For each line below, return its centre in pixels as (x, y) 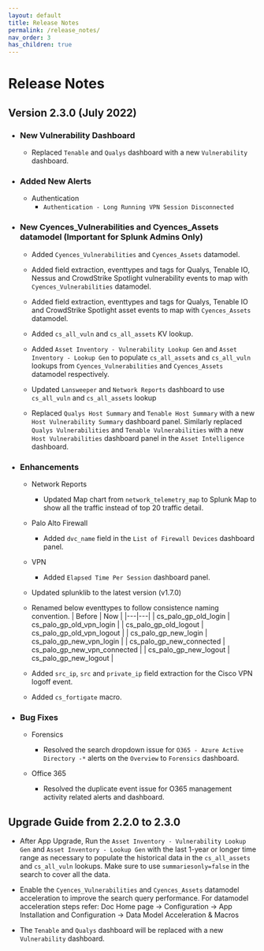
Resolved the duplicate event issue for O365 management (138, 789)
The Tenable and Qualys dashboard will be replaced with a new (121, 930)
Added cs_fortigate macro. (76, 697)
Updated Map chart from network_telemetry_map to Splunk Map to (150, 499)
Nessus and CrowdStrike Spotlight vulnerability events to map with (139, 278)
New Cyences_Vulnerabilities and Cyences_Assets (119, 227)
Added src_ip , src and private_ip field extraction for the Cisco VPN (142, 673)
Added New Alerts (56, 181)
